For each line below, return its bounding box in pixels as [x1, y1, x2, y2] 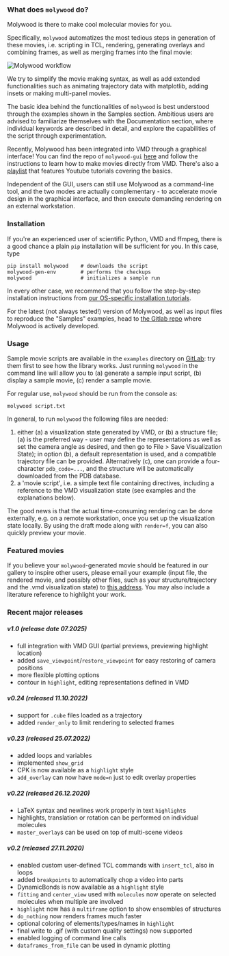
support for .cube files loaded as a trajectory [16, 711, 143, 720]
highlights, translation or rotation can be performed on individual [16, 813, 199, 822]
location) [16, 649, 42, 657]
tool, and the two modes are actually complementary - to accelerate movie [7, 187, 217, 196]
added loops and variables [16, 752, 92, 760]
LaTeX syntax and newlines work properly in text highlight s [16, 806, 187, 814]
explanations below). [16, 493, 77, 502]
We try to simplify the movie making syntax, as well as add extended [7, 75, 200, 83]
